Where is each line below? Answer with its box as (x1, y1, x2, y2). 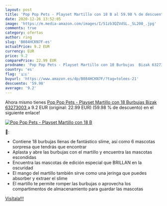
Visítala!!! (5, 195, 24, 201)
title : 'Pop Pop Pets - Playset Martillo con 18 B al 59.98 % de (5, 12, 143, 17)
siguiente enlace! (5, 109, 40, 115)
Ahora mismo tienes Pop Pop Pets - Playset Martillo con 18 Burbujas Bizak (5, 99, 157, 105)
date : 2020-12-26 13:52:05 (5, 16, 61, 21)
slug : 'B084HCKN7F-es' (5, 40, 52, 45)
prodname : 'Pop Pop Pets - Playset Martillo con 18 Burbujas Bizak (5, 62, 150, 67)
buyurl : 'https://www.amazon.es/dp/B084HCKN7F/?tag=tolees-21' (5, 76, 139, 81)
